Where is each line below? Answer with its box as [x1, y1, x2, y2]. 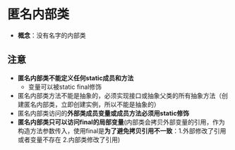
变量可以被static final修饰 [28, 82, 102, 91]
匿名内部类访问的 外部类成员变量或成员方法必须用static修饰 [17, 108, 190, 117]
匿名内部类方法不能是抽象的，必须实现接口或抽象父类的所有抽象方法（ [17, 91, 222, 99]
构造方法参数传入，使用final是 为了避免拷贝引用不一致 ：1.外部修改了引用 [17, 126, 227, 135]
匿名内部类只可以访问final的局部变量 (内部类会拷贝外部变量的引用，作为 [17, 118, 226, 126]
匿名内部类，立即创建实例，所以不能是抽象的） [23, 100, 160, 108]
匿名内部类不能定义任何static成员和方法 [17, 73, 134, 82]
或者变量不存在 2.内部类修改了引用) [17, 135, 121, 144]
